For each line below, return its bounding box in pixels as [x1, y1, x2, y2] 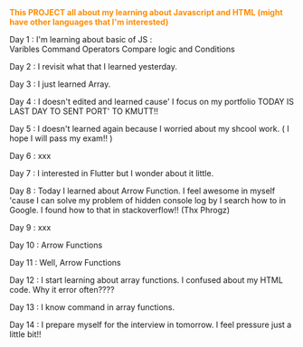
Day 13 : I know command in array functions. [9, 302, 175, 313]
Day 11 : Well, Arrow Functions [9, 258, 121, 267]
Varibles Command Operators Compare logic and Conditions [9, 43, 235, 54]
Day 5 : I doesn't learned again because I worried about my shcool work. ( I [9, 124, 289, 134]
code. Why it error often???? [9, 285, 115, 295]
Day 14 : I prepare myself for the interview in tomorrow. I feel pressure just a [9, 319, 292, 330]
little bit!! [9, 329, 43, 340]
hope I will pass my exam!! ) [9, 133, 113, 144]
